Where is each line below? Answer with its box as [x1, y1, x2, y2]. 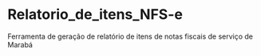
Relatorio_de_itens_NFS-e [7, 6, 183, 24]
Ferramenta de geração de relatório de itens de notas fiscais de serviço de [7, 32, 253, 41]
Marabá [7, 39, 34, 49]
